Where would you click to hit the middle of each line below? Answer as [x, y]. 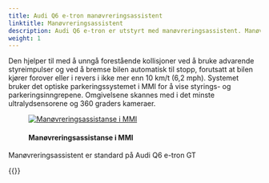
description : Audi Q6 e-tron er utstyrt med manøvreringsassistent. [125, 31]
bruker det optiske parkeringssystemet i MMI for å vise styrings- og [120, 87]
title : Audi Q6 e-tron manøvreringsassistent [85, 16]
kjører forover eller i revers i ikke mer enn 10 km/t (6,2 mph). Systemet [124, 78]
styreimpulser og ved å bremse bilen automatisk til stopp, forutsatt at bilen [131, 70]
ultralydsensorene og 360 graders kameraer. [82, 104]
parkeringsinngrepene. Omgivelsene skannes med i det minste [111, 95]
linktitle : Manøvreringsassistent [66, 23]
